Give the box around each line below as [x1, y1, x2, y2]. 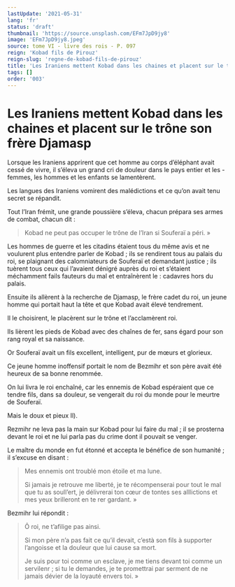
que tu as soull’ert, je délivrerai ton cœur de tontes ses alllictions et [24, 488, 218, 497]
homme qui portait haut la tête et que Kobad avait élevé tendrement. [7, 300, 204, 309]
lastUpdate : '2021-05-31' [7, 10, 83, 17]
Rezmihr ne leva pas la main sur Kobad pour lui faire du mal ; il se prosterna [7, 425, 225, 434]
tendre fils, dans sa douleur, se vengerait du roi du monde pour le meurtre [7, 390, 220, 399]
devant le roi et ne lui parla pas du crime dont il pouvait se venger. [7, 432, 198, 441]
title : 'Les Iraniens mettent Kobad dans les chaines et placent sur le [7, 62, 224, 69]
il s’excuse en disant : [7, 453, 69, 462]
